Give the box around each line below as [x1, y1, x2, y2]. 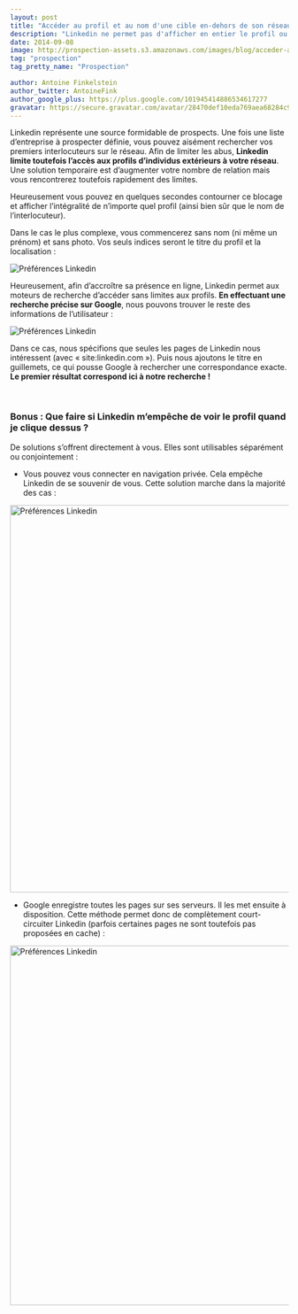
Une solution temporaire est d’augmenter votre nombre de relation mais [10, 165, 271, 175]
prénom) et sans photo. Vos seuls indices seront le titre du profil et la [10, 236, 262, 248]
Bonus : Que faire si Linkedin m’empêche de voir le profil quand [10, 411, 287, 423]
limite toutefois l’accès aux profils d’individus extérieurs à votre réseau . [10, 156, 279, 166]
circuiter [22, 918, 54, 929]
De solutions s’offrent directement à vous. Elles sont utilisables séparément [10, 442, 284, 452]
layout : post [10, 12, 58, 22]
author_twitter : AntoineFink [10, 86, 118, 96]
